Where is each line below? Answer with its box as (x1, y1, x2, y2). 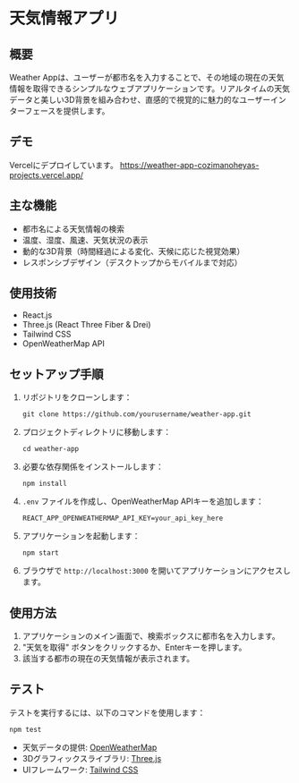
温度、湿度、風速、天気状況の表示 (21, 234, 149, 245)
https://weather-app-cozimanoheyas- (119, 159, 260, 170)
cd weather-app (21, 445, 80, 454)
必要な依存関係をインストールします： (21, 462, 164, 472)
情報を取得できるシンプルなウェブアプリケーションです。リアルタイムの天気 (9, 83, 291, 94)
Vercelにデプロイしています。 (9, 159, 118, 170)
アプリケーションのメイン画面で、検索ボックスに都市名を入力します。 (21, 631, 280, 642)
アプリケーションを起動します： (21, 531, 141, 541)
